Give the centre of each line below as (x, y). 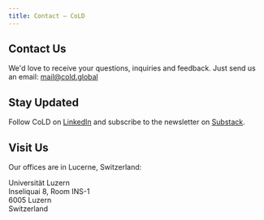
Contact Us (37, 49)
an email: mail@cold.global (54, 77)
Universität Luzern (39, 183)
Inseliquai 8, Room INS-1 (49, 192)
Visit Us (28, 147)
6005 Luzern (30, 201)
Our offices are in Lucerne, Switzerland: (75, 167)
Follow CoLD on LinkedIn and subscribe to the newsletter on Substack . (127, 122)
